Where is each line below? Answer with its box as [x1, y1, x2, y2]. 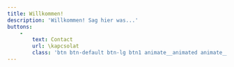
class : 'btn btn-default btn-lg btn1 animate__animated [32, 50, 198, 57]
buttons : [7, 23, 33, 30]
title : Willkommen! [7, 10, 64, 17]
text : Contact [32, 36, 73, 43]
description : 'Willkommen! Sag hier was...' [7, 17, 139, 24]
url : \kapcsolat [32, 43, 79, 50]
